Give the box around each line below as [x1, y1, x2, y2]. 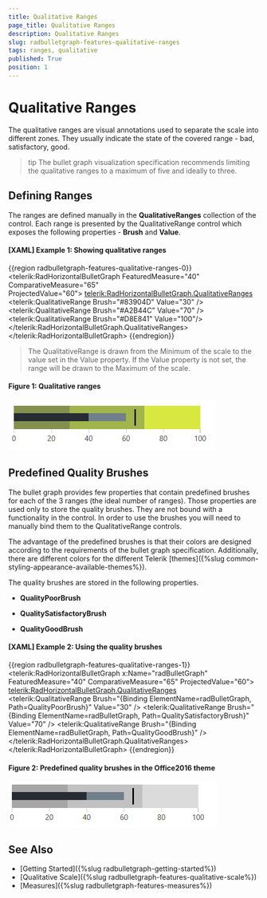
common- [226, 553, 259, 563]
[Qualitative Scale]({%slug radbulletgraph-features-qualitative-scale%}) [19, 872, 257, 882]
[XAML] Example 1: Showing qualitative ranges [8, 246, 167, 255]
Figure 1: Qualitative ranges [8, 381, 101, 391]
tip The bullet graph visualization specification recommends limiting [27, 157, 250, 167]
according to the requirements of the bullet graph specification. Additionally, [8, 545, 259, 554]
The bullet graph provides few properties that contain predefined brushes [8, 487, 250, 497]
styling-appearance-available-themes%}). [8, 562, 147, 572]
